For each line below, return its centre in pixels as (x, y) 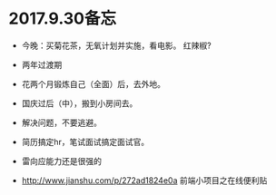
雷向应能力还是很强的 (61, 161)
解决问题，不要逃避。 (61, 122)
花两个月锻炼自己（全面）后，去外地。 (93, 83)
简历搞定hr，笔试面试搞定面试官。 (85, 141)
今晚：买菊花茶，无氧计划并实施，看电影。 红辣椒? (116, 45)
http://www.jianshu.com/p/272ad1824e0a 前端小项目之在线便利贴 (144, 180)
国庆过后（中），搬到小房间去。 (79, 103)
